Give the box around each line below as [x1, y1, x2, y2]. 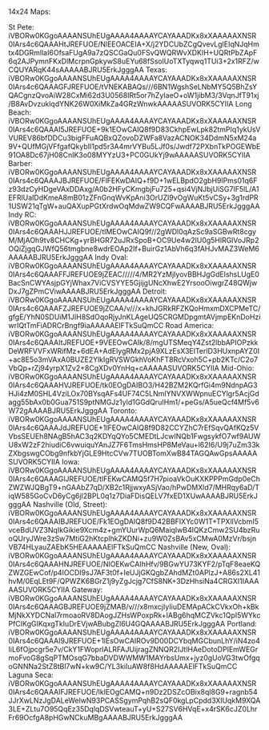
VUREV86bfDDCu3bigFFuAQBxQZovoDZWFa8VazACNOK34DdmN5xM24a [8, 133, 257, 143]
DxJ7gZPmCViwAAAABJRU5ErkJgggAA [8, 286, 142, 296]
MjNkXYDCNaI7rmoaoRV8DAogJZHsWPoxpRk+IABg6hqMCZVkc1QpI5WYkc [8, 610, 261, 620]
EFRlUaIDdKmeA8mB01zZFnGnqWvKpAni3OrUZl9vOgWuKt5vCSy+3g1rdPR [8, 193, 259, 202]
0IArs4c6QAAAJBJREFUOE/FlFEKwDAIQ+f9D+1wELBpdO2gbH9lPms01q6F [8, 176, 258, 185]
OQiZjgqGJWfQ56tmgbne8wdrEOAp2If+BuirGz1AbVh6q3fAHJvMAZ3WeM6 [8, 244, 260, 253]
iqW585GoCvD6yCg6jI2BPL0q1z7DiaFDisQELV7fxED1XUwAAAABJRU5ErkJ [8, 491, 259, 501]
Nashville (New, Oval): [157, 542, 231, 552]
